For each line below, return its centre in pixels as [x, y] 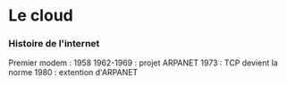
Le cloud [41, 16]
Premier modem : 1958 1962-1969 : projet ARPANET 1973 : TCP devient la [143, 63]
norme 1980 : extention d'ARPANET [73, 72]
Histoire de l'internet [54, 44]
